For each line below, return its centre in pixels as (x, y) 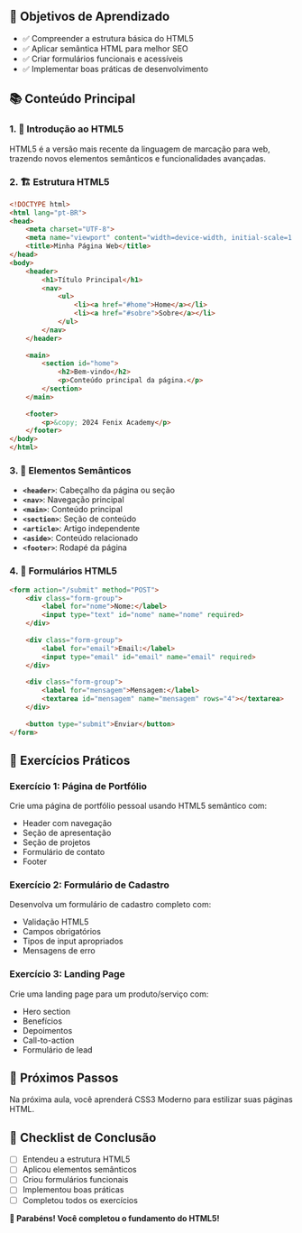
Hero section (46, 1011)
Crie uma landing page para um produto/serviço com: (109, 994)
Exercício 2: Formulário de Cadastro (89, 885)
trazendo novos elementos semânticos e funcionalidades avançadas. (137, 158)
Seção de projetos (56, 842)
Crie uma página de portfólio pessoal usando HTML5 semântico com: (138, 806)
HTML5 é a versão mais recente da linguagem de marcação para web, (140, 149)
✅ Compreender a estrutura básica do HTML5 (108, 38)
